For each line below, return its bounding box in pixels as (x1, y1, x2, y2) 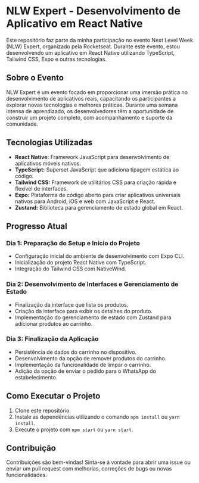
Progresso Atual (6, 221, 67, 231)
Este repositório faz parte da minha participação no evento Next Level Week (6, 36, 194, 43)
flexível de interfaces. (14, 185, 69, 192)
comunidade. (6, 120, 39, 127)
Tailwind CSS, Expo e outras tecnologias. (6, 55, 107, 63)
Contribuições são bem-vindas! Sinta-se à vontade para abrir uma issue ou (6, 459, 191, 466)
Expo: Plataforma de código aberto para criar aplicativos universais (14, 191, 181, 198)
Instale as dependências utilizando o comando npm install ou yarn (14, 413, 180, 420)
